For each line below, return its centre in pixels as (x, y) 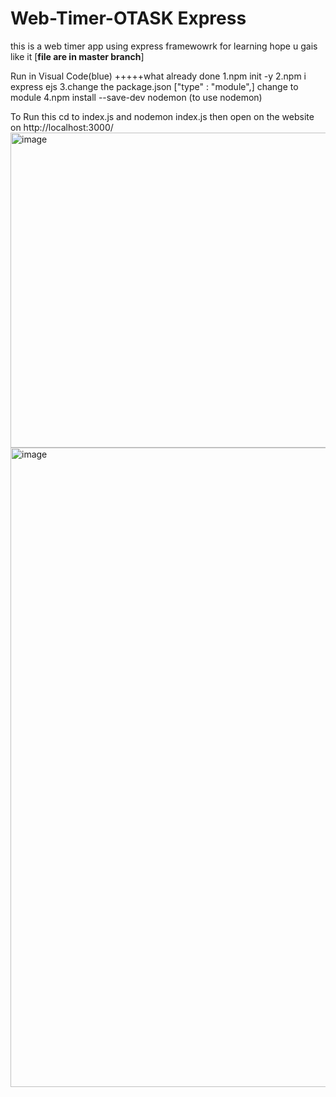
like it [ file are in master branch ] (77, 56)
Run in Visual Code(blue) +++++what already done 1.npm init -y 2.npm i (158, 76)
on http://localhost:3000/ (62, 127)
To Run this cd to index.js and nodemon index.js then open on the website (162, 116)
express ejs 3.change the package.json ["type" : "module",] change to (154, 86)
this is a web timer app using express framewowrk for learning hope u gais (164, 46)
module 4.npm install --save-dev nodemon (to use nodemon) (136, 97)
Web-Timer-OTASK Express (128, 18)
